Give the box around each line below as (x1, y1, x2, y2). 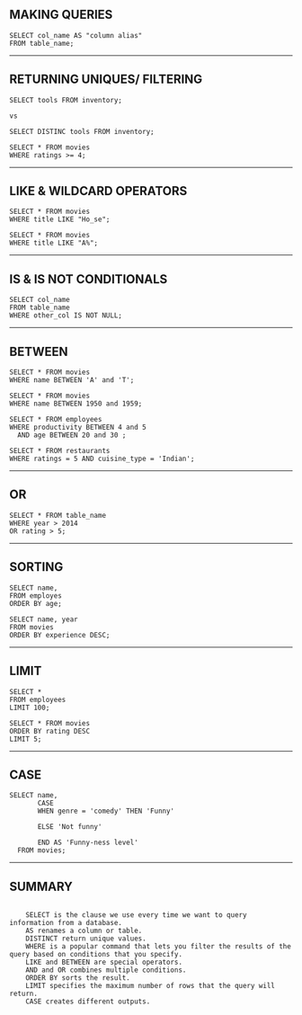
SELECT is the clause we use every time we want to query (25, 911, 247, 920)
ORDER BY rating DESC (9, 726, 91, 735)
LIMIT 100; (9, 703, 50, 712)
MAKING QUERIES (9, 7, 113, 22)
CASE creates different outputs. (25, 997, 151, 1006)
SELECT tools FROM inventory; (9, 95, 123, 104)
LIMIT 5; (9, 735, 42, 743)
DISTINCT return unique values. (25, 934, 147, 943)
